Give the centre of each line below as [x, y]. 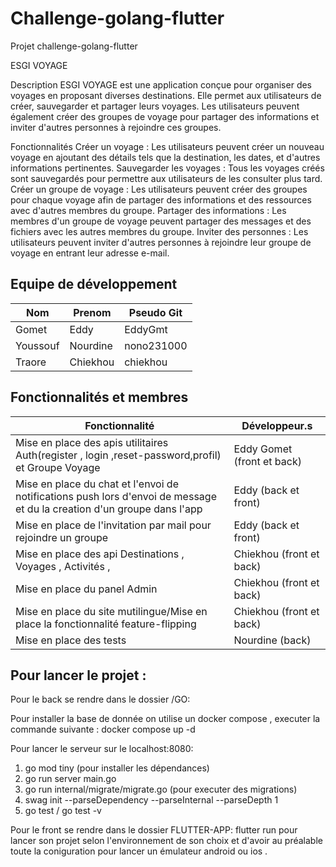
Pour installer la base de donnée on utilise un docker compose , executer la [165, 719]
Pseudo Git [155, 312]
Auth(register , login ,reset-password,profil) [118, 455]
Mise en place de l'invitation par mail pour [113, 525]
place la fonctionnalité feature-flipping [106, 624]
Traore [31, 362]
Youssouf [37, 345]
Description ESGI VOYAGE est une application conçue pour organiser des [161, 84]
